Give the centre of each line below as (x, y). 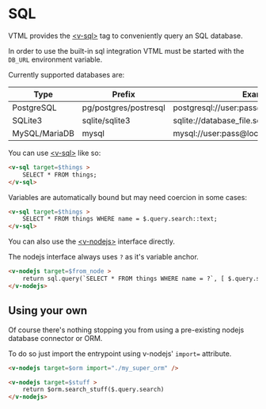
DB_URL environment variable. (55, 59)
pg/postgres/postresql (123, 108)
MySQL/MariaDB (44, 133)
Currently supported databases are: (66, 74)
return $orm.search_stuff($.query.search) (93, 390)
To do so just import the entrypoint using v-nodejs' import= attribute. (120, 354)
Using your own (48, 311)
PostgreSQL (34, 108)
